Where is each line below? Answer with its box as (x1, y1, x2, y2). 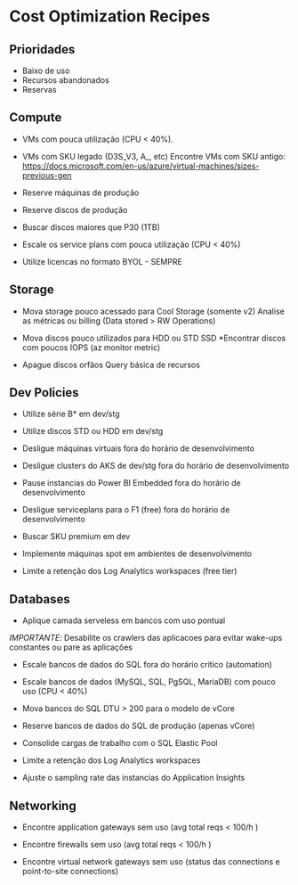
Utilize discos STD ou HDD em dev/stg (21, 426, 164, 437)
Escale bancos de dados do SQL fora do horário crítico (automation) (21, 660, 273, 670)
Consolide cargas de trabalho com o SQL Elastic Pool (21, 738, 218, 749)
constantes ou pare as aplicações (9, 642, 133, 652)
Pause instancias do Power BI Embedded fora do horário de (21, 478, 242, 488)
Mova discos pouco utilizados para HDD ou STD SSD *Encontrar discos (21, 332, 286, 343)
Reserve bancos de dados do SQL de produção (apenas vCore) (21, 720, 255, 732)
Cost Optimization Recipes (9, 6, 211, 27)
